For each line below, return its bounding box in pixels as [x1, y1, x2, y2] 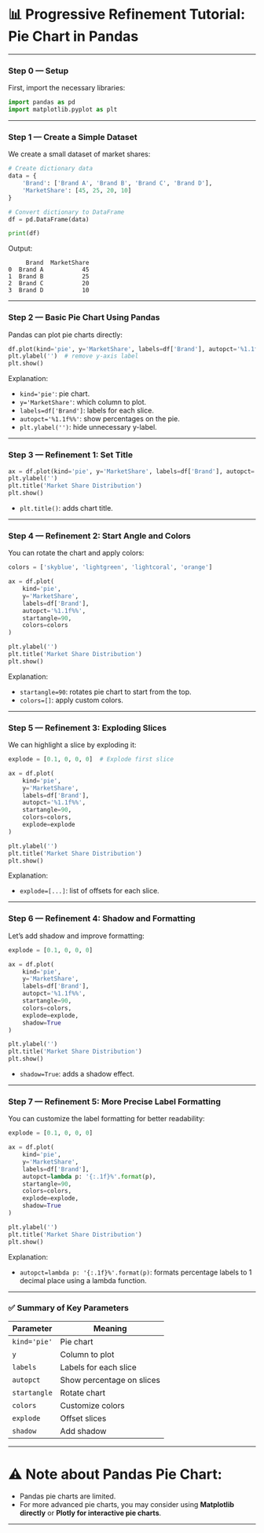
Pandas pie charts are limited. [19, 1491, 116, 1501]
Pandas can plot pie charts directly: [8, 330, 123, 339]
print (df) [8, 229, 41, 237]
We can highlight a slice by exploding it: [8, 740, 137, 750]
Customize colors [60, 1399, 125, 1410]
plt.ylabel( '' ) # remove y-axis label [8, 352, 139, 361]
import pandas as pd [8, 98, 76, 106]
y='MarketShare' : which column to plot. [19, 398, 147, 407]
